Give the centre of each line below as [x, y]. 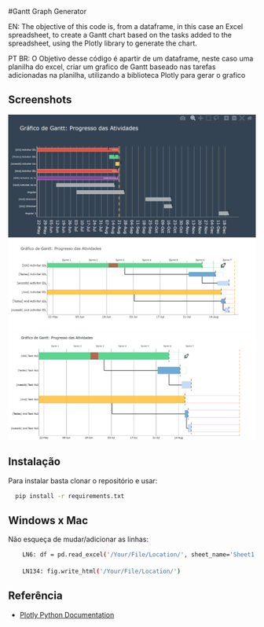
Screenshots [40, 100]
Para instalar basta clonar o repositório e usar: [83, 480]
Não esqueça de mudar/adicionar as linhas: [79, 539]
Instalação [35, 462]
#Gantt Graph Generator [48, 11]
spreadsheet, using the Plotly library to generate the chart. [103, 43]
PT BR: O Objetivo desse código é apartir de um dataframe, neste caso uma [131, 59]
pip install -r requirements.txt [70, 496]
